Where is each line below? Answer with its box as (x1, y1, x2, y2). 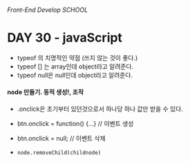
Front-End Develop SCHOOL (7, 6, 88, 14)
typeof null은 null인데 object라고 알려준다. (17, 71, 133, 79)
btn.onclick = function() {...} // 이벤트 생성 (17, 119, 134, 127)
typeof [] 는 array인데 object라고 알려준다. (17, 62, 133, 71)
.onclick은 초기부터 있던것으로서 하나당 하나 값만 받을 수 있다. (17, 105, 183, 113)
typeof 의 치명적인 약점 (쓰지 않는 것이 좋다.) (17, 53, 138, 62)
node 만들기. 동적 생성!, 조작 (7, 88, 84, 96)
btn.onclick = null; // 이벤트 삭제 (17, 134, 106, 142)
